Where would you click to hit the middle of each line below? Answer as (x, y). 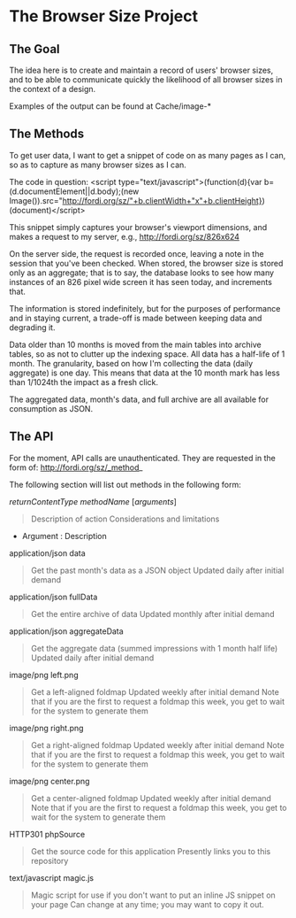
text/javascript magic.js (52, 877)
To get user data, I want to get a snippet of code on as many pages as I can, (148, 155)
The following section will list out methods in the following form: (125, 484)
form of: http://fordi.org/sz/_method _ (76, 467)
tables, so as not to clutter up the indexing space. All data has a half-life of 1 (147, 354)
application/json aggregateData (66, 631)
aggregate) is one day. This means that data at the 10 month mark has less (144, 373)
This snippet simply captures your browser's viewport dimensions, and (138, 227)
